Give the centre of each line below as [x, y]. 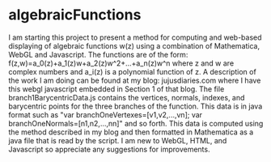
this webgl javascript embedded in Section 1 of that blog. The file [116, 89]
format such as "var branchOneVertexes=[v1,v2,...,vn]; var [106, 114]
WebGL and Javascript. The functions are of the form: [98, 54]
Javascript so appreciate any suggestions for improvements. [109, 149]
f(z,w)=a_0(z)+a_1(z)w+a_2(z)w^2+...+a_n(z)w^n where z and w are [121, 63]
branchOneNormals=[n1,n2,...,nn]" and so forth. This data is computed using [136, 123]
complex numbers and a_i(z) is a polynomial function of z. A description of [132, 71]
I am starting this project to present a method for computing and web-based [135, 37]
